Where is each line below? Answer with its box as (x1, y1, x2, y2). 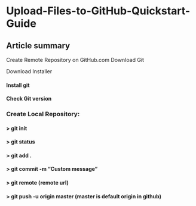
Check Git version (6, 95, 52, 102)
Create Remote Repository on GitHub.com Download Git (6, 57, 145, 63)
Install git (6, 82, 30, 89)
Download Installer (6, 68, 53, 75)
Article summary (6, 40, 71, 51)
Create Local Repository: (6, 110, 80, 118)
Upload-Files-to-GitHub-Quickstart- (6, 4, 191, 18)
